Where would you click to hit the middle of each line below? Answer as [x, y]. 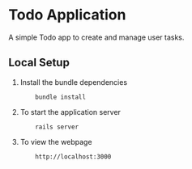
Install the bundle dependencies [74, 82]
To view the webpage [56, 142]
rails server [57, 127]
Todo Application [67, 15]
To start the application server [70, 112]
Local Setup [39, 63]
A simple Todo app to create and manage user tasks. [96, 37]
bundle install [61, 97]
